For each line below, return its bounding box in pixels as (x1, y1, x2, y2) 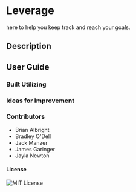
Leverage (6, 4, 54, 18)
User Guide (6, 62, 50, 72)
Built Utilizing (6, 80, 47, 88)
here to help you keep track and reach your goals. (6, 24, 131, 31)
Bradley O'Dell (15, 133, 51, 140)
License (6, 166, 27, 173)
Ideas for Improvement (6, 96, 75, 105)
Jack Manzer (15, 139, 48, 146)
